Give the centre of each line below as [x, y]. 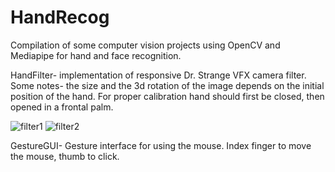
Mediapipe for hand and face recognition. [96, 55]
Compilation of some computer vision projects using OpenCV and [145, 45]
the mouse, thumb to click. [65, 156]
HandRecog [60, 17]
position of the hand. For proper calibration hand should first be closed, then [167, 96]
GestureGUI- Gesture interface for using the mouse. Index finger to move [161, 145]
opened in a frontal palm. [62, 107]
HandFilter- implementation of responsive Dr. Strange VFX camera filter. [158, 75]
